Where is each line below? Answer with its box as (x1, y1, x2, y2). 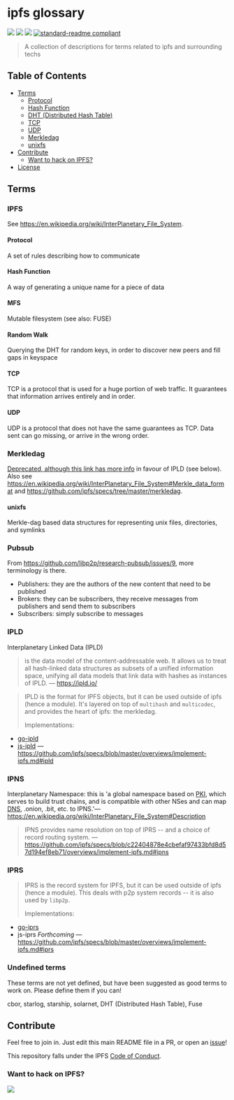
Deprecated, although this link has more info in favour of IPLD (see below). (7, 464, 222, 473)
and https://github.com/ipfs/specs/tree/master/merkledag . (14, 487, 183, 495)
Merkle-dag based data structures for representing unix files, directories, (7, 518, 218, 527)
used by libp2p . (24, 896, 71, 904)
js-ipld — (17, 742, 44, 750)
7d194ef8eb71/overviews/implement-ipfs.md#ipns (24, 848, 169, 856)
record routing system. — (24, 833, 98, 842)
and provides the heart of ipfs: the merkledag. (24, 707, 157, 715)
